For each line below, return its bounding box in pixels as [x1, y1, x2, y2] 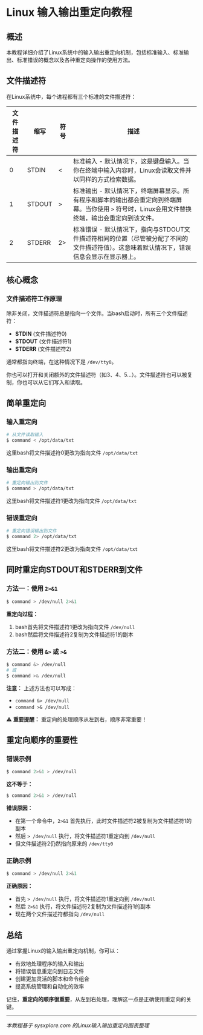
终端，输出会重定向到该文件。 [73, 213, 158, 222]
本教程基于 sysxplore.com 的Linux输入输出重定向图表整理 [6, 1022, 149, 1029]
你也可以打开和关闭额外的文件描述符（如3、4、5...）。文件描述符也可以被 [6, 371, 187, 378]
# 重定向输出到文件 [6, 480, 48, 486]
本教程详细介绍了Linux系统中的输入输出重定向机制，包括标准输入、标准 [6, 49, 184, 56]
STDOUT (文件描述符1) [14, 338, 72, 345]
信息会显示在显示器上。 [73, 252, 140, 261]
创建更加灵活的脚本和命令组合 [14, 975, 89, 982]
